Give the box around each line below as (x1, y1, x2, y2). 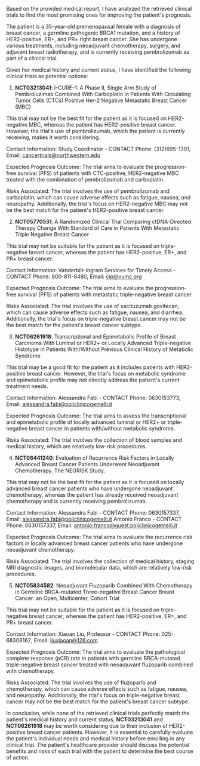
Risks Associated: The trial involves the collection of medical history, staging (6, 558, 195, 565)
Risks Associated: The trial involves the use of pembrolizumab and (6, 187, 170, 195)
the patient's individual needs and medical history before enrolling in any (6, 735, 185, 742)
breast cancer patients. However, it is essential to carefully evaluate (26, 728, 193, 736)
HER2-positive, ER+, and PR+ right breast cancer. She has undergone (6, 36, 177, 42)
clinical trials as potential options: (6, 73, 88, 79)
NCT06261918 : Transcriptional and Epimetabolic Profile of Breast (14, 333, 176, 340)
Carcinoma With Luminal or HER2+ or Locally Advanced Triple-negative (14, 340, 192, 346)
